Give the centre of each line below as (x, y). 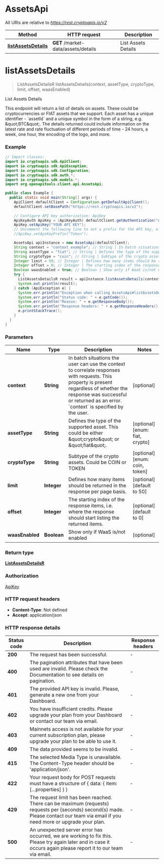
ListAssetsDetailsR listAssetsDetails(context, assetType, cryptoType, (86, 84)
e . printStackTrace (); (40, 311)
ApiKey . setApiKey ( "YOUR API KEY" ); (50, 225)
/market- (74, 42)
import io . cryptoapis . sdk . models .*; (42, 180)
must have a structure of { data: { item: (73, 783)
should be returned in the (97, 485)
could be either (86, 433)
